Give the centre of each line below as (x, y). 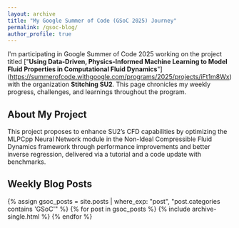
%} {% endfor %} (67, 216)
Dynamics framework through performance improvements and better (109, 147)
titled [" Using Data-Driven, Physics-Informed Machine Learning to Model (117, 62)
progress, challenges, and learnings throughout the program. (97, 92)
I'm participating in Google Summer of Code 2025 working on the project (115, 54)
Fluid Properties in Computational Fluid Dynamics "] (85, 69)
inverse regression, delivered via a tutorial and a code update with (105, 155)
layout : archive (31, 14)
